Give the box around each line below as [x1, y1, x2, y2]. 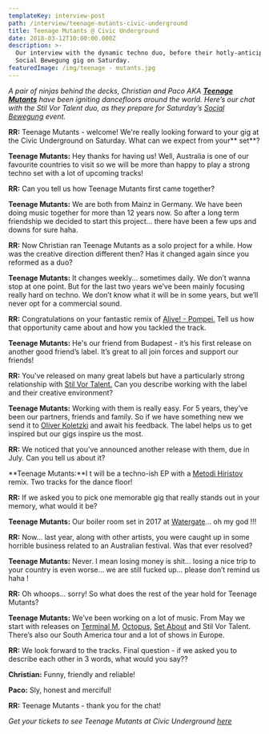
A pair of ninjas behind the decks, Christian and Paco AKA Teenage [8, 86, 234, 95]
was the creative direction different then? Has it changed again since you [8, 249, 250, 258]
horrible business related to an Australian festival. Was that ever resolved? [8, 541, 253, 550]
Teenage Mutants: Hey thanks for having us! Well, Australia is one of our [8, 151, 250, 160]
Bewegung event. [8, 112, 66, 121]
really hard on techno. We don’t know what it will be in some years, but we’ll [8, 290, 259, 299]
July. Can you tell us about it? [8, 452, 106, 462]
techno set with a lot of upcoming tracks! [8, 168, 144, 177]
